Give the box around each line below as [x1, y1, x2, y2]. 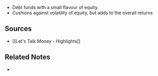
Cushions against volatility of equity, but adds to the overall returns [12, 10, 153, 16]
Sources [5, 24, 32, 33]
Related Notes [5, 53, 50, 62]
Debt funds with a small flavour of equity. [12, 5, 99, 10]
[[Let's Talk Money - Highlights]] [12, 38, 81, 44]
